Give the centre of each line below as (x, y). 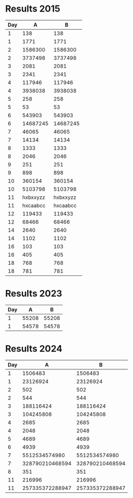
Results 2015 (33, 9)
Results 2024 (34, 349)
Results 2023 (34, 294)
